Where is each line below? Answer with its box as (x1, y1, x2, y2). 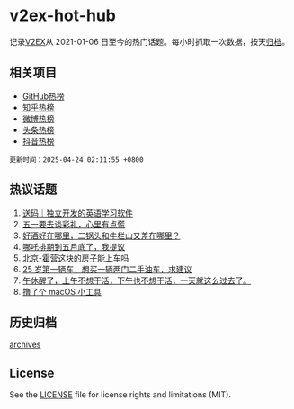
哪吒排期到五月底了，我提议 (22, 241, 126, 252)
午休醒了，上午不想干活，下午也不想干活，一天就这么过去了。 (22, 275, 252, 286)
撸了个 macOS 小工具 (22, 286, 102, 297)
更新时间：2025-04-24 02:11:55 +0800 (9, 155, 144, 164)
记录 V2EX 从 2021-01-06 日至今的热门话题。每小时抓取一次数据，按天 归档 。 (9, 36, 290, 47)
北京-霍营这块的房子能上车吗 (22, 253, 129, 263)
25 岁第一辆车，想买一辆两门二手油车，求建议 (22, 263, 192, 274)
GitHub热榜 (22, 91, 65, 102)
